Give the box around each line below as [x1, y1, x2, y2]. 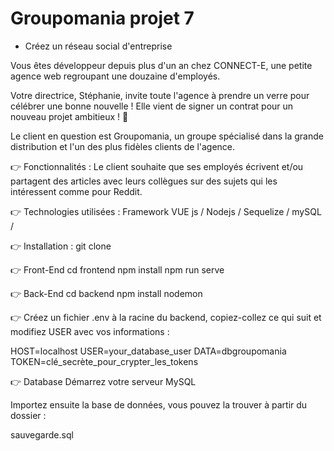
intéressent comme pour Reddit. [10, 185, 143, 197]
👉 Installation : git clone [10, 240, 112, 252]
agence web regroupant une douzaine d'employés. [10, 70, 221, 82]
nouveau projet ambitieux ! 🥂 [10, 110, 129, 122]
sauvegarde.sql [10, 428, 74, 441]
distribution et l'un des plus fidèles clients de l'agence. [10, 140, 236, 152]
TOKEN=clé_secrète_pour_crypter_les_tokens [10, 355, 199, 367]
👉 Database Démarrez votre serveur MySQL [10, 375, 197, 387]
